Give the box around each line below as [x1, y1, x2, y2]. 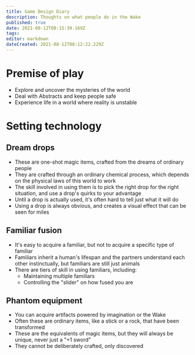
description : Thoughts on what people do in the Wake [6, 14, 141, 20]
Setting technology [6, 120, 102, 132]
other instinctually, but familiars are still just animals [14, 260, 140, 267]
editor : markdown [6, 36, 49, 42]
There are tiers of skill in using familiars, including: [14, 266, 137, 273]
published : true [6, 19, 46, 25]
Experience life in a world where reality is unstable [14, 98, 137, 106]
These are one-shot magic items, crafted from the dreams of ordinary [14, 158, 184, 165]
